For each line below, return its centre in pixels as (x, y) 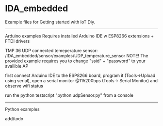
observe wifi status (24, 86)
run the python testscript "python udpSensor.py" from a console (69, 95)
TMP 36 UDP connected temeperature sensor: (51, 50)
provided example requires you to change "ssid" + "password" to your (75, 61)
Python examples (22, 109)
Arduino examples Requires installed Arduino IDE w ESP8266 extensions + (80, 36)
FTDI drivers (17, 41)
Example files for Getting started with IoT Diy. (50, 22)
